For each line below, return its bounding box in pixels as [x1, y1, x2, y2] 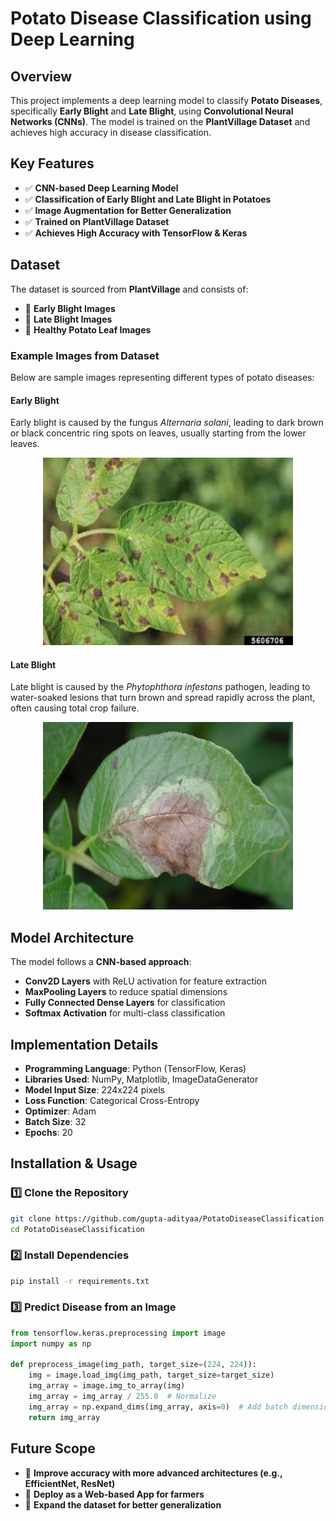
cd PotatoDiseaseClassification [10, 1224, 145, 1234]
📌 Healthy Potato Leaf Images [24, 323, 152, 336]
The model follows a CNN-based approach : [10, 956, 192, 968]
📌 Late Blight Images [24, 313, 113, 325]
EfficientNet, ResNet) [24, 1477, 116, 1489]
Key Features [10, 155, 95, 172]
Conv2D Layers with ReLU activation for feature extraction [24, 975, 268, 987]
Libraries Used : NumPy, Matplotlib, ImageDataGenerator [24, 1073, 259, 1085]
